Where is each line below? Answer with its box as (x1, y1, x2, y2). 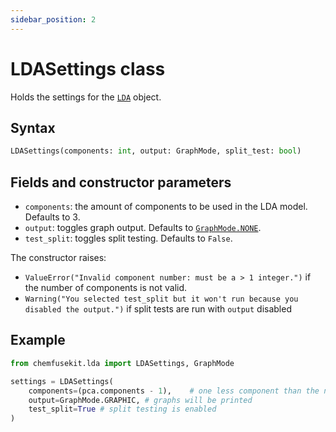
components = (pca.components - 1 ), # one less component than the (28, 386, 320, 396)
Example (10, 332, 66, 349)
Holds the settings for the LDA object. (10, 91, 162, 103)
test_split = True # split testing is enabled (28, 404, 217, 415)
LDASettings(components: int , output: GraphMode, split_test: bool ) (10, 146, 302, 156)
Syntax (10, 119, 56, 136)
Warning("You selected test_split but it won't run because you (24, 294, 299, 305)
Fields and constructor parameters (10, 174, 232, 191)
